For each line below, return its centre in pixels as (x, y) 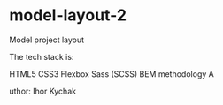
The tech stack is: (42, 56)
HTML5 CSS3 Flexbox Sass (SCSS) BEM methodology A (111, 74)
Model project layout (47, 40)
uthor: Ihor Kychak (43, 91)
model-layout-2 (68, 15)
